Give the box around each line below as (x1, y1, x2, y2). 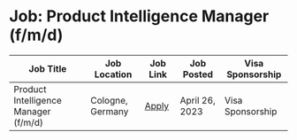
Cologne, (89, 94, 128, 106)
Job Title (28, 62, 67, 74)
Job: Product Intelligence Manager (9, 6, 270, 27)
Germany (89, 105, 129, 117)
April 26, (179, 94, 217, 106)
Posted (182, 68, 214, 81)
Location (94, 68, 133, 81)
